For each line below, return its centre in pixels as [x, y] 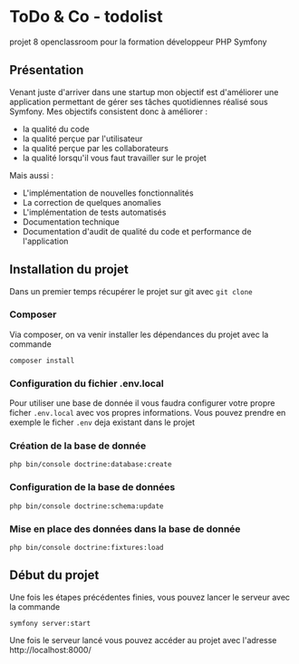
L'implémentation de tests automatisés [94, 212]
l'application [45, 241]
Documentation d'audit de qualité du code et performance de [137, 231]
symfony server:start [50, 623]
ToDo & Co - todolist [86, 17]
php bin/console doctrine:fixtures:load [87, 548]
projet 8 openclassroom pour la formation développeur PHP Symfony [138, 42]
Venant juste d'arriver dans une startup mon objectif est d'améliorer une [144, 91]
